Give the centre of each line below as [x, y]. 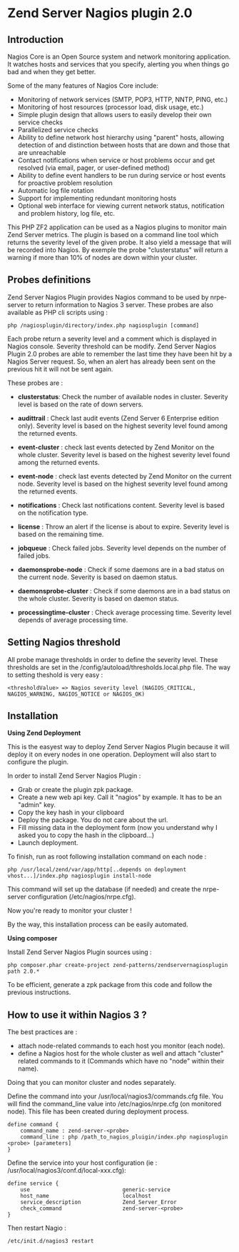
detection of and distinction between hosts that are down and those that [124, 145]
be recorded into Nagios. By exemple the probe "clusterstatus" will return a [118, 250]
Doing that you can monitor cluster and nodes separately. [92, 1083]
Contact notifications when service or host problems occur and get [116, 160]
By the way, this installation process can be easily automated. [98, 925]
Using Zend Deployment [44, 733]
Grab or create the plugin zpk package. [75, 790]
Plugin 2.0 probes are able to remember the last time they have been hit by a [120, 354]
